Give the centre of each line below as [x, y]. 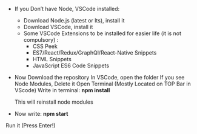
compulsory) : [41, 40]
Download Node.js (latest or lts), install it [74, 20]
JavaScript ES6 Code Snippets [71, 65]
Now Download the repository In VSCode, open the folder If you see [99, 77]
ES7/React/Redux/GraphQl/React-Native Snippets [95, 53]
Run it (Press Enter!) [31, 126]
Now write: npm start [41, 114]
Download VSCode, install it [58, 27]
